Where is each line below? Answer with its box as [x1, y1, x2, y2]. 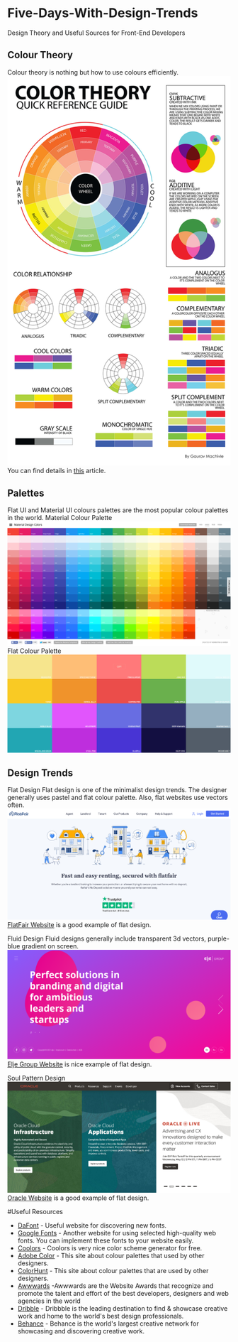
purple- [208, 934, 230, 943]
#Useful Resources [7, 1207, 64, 1216]
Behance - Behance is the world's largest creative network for [17, 1319, 200, 1328]
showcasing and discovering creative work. [17, 1326, 145, 1335]
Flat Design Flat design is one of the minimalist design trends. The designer [7, 786, 227, 794]
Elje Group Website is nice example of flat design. [7, 1060, 152, 1068]
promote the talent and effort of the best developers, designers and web [17, 1289, 229, 1297]
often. [7, 801, 25, 809]
